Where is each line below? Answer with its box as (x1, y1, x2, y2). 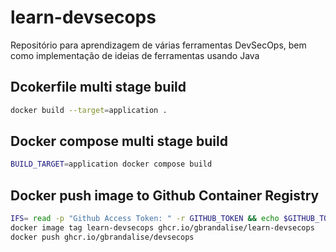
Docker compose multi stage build (10, 133, 228, 150)
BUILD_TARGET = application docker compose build (10, 159, 213, 170)
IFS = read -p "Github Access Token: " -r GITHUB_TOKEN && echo (10, 214, 280, 224)
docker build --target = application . (10, 105, 168, 115)
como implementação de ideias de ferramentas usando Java (10, 49, 260, 61)
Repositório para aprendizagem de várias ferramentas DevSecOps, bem (10, 39, 307, 51)
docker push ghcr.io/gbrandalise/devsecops (10, 232, 195, 242)
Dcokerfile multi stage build (10, 79, 187, 96)
